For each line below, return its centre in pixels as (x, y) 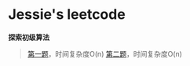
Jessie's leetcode (67, 15)
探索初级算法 (29, 37)
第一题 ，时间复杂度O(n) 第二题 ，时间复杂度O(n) (105, 53)
